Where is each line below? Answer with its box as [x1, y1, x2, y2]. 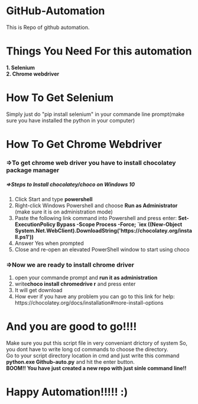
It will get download [14, 287, 63, 294]
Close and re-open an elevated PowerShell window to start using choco [14, 245, 190, 253]
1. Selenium [6, 64, 35, 71]
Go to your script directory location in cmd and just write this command [6, 352, 180, 359]
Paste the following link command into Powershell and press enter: [14, 214, 177, 221]
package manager [6, 166, 60, 174]
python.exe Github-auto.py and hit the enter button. [6, 358, 135, 366]
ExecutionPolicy [14, 221, 56, 228]
